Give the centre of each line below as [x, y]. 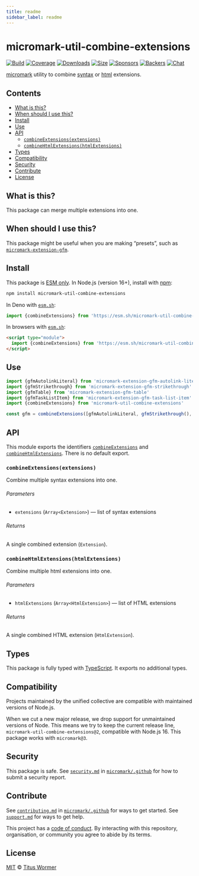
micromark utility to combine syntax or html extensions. [74, 74]
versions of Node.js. [31, 707]
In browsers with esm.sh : [36, 327]
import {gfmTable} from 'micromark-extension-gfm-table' [78, 392]
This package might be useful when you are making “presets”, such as [92, 243]
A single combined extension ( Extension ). [57, 544]
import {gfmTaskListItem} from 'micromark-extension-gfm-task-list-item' [99, 398]
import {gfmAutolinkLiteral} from [49, 381]
